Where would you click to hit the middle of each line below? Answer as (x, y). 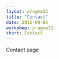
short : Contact (25, 33)
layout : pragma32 (27, 11)
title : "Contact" (27, 17)
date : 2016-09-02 (27, 22)
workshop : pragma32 (30, 28)
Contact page (22, 50)
